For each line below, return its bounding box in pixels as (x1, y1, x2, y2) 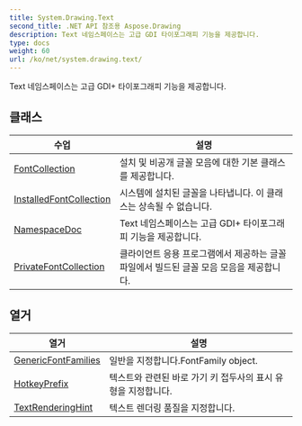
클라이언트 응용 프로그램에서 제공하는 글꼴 (120, 247, 287, 259)
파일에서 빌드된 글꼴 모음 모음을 (120, 260, 245, 273)
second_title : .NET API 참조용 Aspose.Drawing (9, 22, 182, 31)
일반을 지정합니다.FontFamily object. (109, 354, 258, 367)
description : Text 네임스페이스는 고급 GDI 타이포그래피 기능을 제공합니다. (9, 30, 260, 39)
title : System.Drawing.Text (9, 13, 115, 23)
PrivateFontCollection (13, 260, 105, 273)
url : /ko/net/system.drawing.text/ (9, 55, 143, 64)
